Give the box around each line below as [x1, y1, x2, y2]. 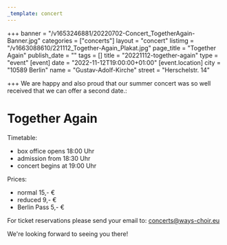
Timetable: [7, 133, 38, 141]
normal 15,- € [17, 188, 55, 197]
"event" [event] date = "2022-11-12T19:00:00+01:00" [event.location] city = [7, 58, 221, 66]
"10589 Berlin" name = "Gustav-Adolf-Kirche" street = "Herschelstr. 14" [7, 66, 210, 74]
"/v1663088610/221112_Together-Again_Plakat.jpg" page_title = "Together [7, 43, 217, 52]
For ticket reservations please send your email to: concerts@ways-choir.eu [7, 216, 220, 224]
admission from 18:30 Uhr [17, 154, 91, 162]
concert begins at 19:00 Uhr [17, 161, 97, 170]
